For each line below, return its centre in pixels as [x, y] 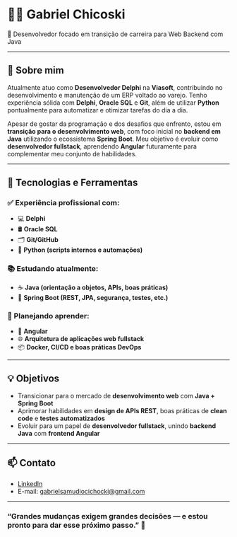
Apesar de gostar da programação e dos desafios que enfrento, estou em [114, 124]
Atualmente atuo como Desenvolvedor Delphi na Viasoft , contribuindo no [115, 87]
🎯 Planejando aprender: [48, 316]
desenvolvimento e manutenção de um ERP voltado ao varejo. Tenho [107, 95]
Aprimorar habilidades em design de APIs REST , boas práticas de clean [122, 410]
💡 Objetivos [34, 379]
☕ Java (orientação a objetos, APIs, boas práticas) [93, 287]
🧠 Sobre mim [36, 70]
